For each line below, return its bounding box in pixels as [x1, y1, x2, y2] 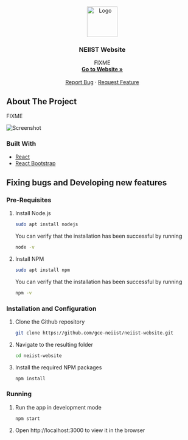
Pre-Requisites [6, 196, 52, 204]
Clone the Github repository [15, 318, 85, 325]
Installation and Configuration [6, 304, 97, 313]
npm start [15, 415, 41, 422]
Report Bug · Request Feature [65, 79, 139, 86]
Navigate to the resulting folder [15, 341, 93, 348]
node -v [15, 244, 35, 250]
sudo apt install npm [15, 267, 70, 273]
